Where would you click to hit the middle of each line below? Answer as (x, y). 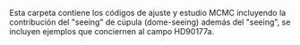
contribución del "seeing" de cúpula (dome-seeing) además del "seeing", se (150, 22)
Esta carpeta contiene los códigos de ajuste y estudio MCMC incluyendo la (148, 13)
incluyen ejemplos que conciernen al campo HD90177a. (112, 31)
